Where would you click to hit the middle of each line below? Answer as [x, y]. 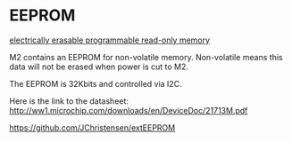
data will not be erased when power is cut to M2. [99, 67]
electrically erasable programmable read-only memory [110, 40]
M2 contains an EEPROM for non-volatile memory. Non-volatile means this [146, 57]
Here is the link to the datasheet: [69, 101]
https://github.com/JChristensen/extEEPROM [92, 127]
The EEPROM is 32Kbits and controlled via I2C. [96, 83]
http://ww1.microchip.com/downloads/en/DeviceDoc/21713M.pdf [129, 110]
